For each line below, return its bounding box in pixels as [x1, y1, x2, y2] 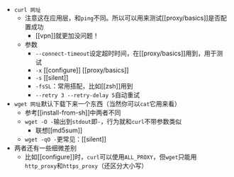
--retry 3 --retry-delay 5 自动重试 [35, 91, 140, 99]
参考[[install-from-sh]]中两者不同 [24, 108, 121, 117]
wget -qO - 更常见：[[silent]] [24, 135, 106, 143]
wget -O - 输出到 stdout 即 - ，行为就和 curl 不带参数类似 [24, 118, 182, 125]
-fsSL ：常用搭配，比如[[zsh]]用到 [35, 82, 133, 90]
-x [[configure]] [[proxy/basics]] [35, 66, 129, 74]
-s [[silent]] [35, 74, 69, 81]
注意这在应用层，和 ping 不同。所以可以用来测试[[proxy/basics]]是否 [24, 13, 221, 22]
